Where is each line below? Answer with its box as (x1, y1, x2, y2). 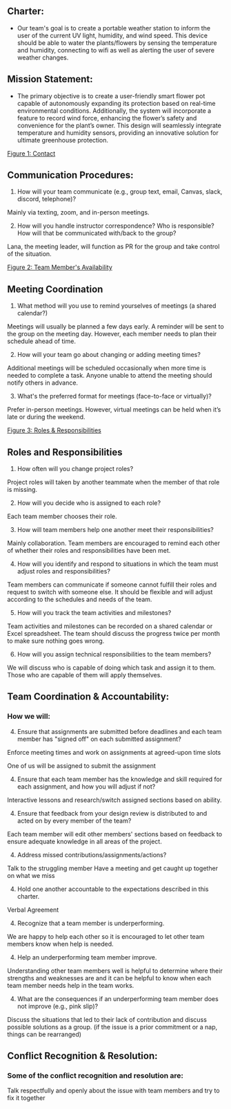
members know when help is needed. (7, 940, 114, 948)
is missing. (7, 486, 38, 494)
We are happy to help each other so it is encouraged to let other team (7, 932, 205, 940)
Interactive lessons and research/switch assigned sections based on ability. (7, 796, 222, 804)
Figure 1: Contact (7, 149, 56, 158)
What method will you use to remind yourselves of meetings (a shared (17, 302, 217, 310)
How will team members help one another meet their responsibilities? (17, 526, 214, 534)
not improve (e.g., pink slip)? (17, 1002, 99, 1010)
